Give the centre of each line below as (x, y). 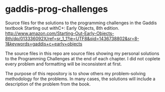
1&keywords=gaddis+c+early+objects (44, 44)
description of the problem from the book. (48, 84)
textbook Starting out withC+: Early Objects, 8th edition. (62, 28)
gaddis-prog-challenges (56, 9)
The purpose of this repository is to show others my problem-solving (76, 73)
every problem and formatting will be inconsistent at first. (64, 64)
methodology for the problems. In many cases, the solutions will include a (80, 79)
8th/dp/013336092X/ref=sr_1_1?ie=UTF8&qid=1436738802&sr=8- (72, 39)
